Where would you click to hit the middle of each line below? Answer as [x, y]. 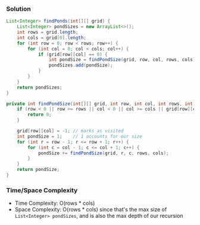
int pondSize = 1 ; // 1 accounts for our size [80, 136]
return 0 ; [40, 115]
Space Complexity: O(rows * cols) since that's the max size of [91, 210]
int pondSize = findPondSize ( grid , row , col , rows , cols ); [123, 60]
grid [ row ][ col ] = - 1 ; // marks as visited [70, 131]
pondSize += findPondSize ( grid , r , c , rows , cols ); [103, 153]
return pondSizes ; [40, 87]
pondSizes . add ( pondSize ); [81, 65]
